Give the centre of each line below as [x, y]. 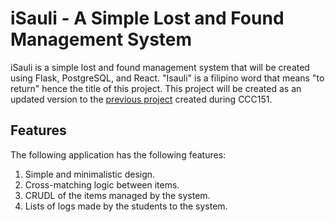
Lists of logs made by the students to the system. [126, 206]
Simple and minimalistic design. [90, 174]
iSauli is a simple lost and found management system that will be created [160, 67]
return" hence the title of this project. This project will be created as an [156, 88]
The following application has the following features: [118, 154]
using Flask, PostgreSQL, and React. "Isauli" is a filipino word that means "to [167, 78]
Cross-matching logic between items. [102, 184]
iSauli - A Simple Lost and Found [147, 18]
